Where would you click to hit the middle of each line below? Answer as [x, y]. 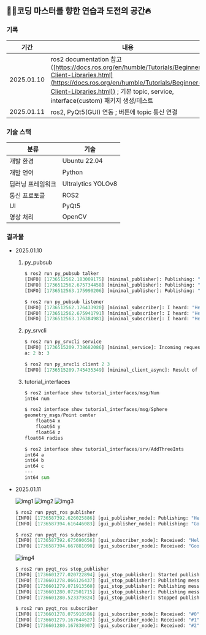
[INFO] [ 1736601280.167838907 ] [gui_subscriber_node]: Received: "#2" [107, 626]
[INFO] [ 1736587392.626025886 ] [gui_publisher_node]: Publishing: [102, 518]
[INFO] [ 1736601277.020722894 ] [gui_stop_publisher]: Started [96, 575]
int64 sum [37, 478]
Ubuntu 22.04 [82, 160]
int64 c [34, 466]
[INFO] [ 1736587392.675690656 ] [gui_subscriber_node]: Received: [100, 541]
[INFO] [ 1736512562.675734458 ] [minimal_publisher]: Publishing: [109, 285]
